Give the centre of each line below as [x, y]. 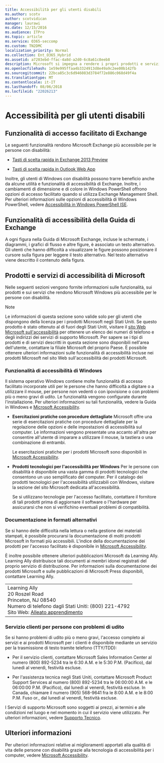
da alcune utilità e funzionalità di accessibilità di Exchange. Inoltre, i [73, 184]
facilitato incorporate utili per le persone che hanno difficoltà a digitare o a [80, 387]
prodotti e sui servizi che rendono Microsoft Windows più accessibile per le [81, 292]
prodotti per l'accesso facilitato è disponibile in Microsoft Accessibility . [76, 546]
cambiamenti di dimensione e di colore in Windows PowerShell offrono [76, 189]
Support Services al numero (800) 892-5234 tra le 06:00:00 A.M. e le [82, 682]
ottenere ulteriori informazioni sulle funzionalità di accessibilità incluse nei [79, 353]
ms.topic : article [24, 37]
